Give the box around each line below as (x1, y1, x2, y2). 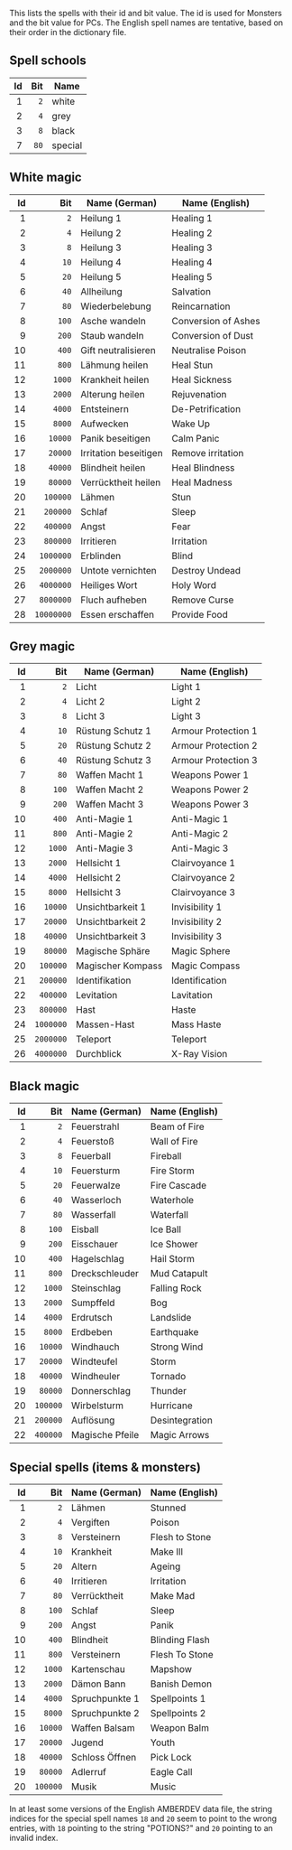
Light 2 (170, 696, 201, 708)
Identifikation (76, 975, 132, 987)
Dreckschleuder (70, 1267, 140, 1280)
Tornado (150, 1370, 187, 1383)
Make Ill (150, 1546, 183, 1558)
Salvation (171, 285, 212, 297)
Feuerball (70, 1150, 111, 1163)
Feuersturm (70, 1164, 121, 1177)
